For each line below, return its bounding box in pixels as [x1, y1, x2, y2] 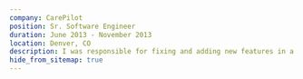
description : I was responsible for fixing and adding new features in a [9, 47, 295, 56]
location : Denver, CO [9, 38, 92, 48]
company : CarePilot [9, 13, 83, 23]
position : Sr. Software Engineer [9, 22, 136, 31]
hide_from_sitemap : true [9, 55, 103, 64]
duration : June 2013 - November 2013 [9, 30, 152, 39]
